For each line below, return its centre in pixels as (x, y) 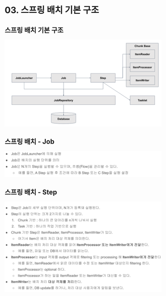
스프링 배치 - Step (31, 192)
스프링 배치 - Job (30, 141)
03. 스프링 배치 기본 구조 (52, 10)
